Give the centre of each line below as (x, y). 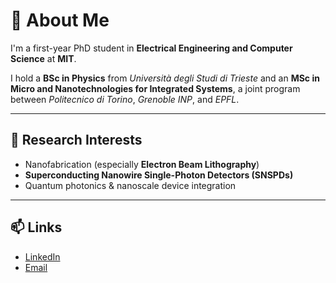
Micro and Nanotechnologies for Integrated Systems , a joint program (155, 88)
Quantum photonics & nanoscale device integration (130, 185)
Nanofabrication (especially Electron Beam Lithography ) (142, 164)
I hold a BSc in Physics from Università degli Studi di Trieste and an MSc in (165, 78)
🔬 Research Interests (76, 140)
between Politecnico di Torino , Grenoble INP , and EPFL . (125, 99)
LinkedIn (42, 256)
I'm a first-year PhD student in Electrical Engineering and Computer (151, 48)
